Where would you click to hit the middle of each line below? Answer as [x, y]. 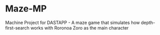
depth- [148, 22]
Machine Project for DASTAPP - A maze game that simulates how [73, 22]
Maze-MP [26, 9]
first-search [17, 27]
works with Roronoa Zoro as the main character [79, 27]
